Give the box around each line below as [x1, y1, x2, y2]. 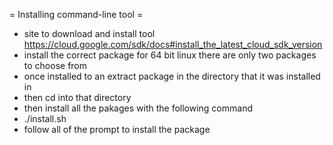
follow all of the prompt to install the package [23, 124, 211, 135]
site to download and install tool [23, 28, 156, 39]
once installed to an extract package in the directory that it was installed [23, 70, 321, 82]
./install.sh [23, 113, 67, 124]
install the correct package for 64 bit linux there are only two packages [23, 49, 317, 61]
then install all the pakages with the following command [23, 102, 253, 114]
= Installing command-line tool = [9, 9, 144, 20]
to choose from [23, 60, 88, 71]
